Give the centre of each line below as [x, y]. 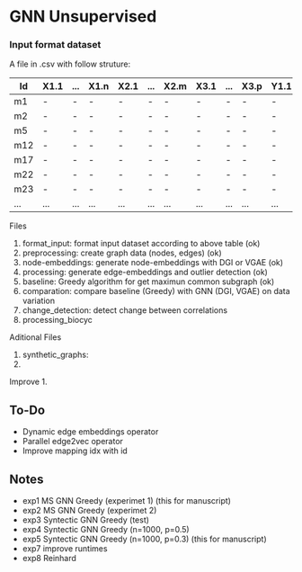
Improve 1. [28, 382]
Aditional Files [36, 337]
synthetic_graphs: [55, 355]
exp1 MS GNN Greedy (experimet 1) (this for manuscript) [127, 501]
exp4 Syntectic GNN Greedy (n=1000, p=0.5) [106, 530]
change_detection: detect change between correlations [124, 310]
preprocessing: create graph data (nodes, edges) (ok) [122, 253]
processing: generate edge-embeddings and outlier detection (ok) [145, 273]
